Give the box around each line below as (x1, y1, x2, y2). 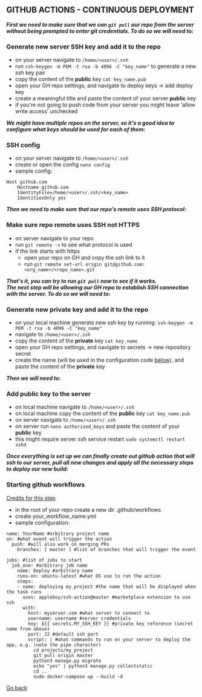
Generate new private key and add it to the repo (6, 305, 149, 313)
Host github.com (6, 179, 47, 185)
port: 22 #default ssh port (28, 631, 99, 637)
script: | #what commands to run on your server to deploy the (28, 636, 191, 643)
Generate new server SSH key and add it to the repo (6, 42, 161, 51)
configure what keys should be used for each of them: (6, 126, 146, 133)
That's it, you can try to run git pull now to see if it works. (6, 277, 157, 284)
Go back (6, 684, 28, 692)
